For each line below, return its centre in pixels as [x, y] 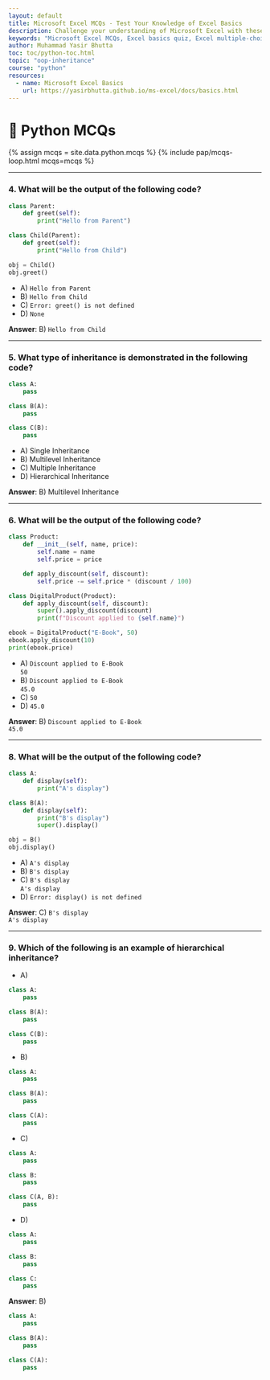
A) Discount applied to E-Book [72, 663]
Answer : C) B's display [48, 912]
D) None [32, 313]
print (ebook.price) [41, 648]
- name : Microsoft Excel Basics [70, 83]
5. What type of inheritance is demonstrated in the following [128, 357]
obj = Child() [32, 265]
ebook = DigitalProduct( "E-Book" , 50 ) [73, 633]
